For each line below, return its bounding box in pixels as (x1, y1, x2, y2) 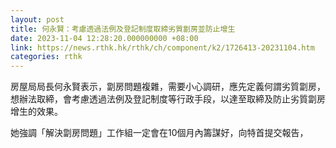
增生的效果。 (10, 106, 63, 118)
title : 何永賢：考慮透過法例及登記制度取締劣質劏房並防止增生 (10, 24, 236, 34)
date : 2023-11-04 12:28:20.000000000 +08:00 (10, 33, 199, 43)
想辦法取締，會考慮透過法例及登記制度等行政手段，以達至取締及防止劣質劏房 (10, 93, 326, 105)
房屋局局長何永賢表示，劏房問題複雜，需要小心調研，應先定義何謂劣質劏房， (10, 81, 326, 93)
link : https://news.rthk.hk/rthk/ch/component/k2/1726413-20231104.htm (10, 42, 315, 53)
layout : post (10, 14, 65, 25)
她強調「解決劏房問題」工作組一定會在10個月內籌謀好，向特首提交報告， (10, 127, 309, 139)
